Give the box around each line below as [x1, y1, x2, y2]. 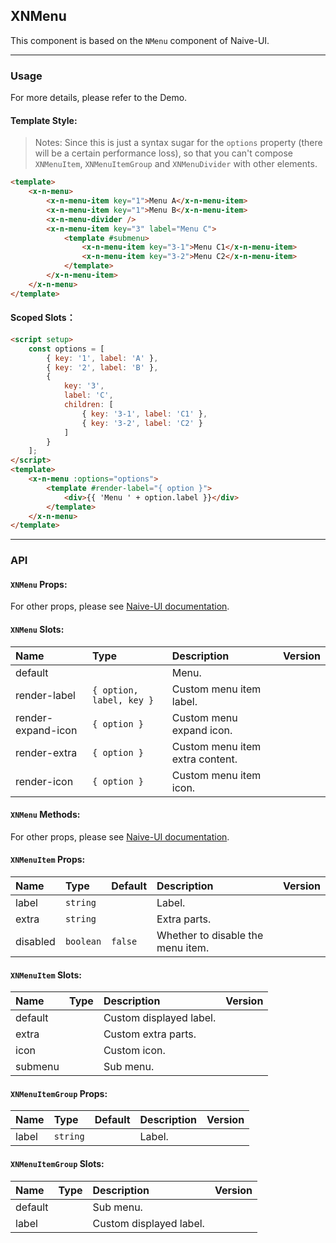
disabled [15, 935, 56, 948]
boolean [64, 936, 102, 947]
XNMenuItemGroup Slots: [10, 1158, 105, 1169]
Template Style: [10, 114, 78, 126]
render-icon [15, 774, 74, 788]
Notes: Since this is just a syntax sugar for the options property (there [34, 137, 323, 149]
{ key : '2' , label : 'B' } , [46, 362, 159, 373]
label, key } [92, 694, 155, 706]
